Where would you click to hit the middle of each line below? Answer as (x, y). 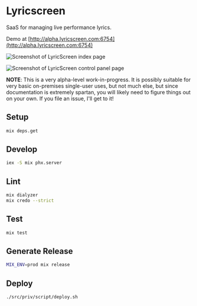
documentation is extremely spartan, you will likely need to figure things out (98, 92)
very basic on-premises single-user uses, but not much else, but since (92, 86)
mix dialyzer (22, 195)
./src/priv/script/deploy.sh (42, 297)
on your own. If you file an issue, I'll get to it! (60, 98)
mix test (17, 232)
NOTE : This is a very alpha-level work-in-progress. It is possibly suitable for (98, 79)
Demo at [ (18, 39)
